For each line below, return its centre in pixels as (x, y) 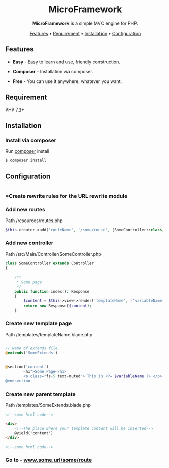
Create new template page (39, 323)
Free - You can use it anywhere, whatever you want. (67, 81)
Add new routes (25, 209)
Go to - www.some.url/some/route (49, 460)
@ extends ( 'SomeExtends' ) (31, 353)
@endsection (18, 381)
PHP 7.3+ (15, 109)
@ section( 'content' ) (27, 367)
